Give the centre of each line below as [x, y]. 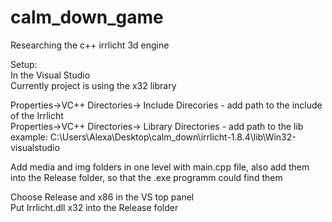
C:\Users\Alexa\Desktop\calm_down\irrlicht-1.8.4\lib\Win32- [173, 137]
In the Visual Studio [50, 75]
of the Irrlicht [37, 115]
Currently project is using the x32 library [93, 85]
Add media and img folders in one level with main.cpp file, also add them [160, 167]
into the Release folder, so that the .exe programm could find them [146, 177]
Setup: [24, 64]
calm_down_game [87, 17]
